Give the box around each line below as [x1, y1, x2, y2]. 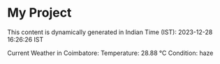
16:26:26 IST [7, 35, 44, 43]
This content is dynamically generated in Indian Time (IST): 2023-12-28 [7, 28, 213, 36]
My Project [7, 5, 72, 21]
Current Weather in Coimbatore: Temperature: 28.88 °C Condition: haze [7, 49, 214, 57]
